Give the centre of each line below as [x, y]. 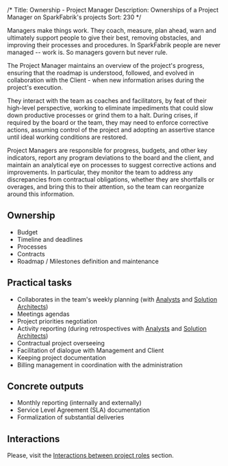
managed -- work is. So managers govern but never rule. [87, 52]
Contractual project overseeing [61, 343]
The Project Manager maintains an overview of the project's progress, [106, 65]
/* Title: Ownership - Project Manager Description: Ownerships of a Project [113, 10]
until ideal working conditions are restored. [67, 137]
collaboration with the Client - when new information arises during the [106, 80]
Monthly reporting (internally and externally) [79, 403]
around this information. [41, 194]
